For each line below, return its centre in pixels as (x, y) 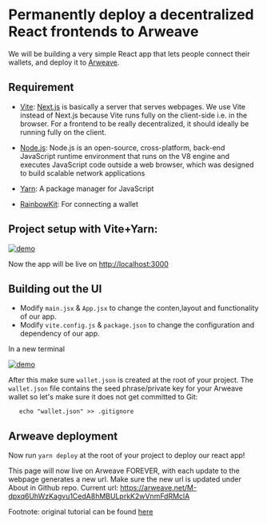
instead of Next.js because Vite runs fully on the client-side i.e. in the (133, 115)
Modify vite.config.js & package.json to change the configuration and (137, 325)
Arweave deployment (63, 436)
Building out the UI (55, 289)
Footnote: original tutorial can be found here (81, 512)
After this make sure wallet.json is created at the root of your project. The (131, 380)
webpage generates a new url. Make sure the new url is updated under (125, 479)
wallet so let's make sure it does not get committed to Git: (103, 397)
